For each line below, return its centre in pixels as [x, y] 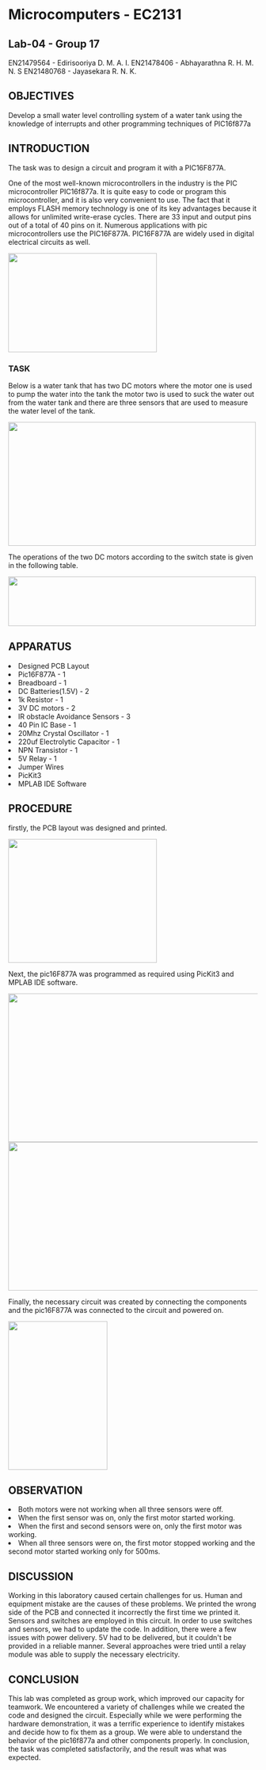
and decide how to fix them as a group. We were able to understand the [125, 1732]
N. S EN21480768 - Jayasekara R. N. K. [72, 71]
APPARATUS [40, 647]
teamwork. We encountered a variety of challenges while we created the [127, 1707]
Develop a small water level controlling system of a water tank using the [125, 115]
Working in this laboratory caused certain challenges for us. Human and [125, 1596]
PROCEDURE [40, 809]
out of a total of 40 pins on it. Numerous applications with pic [108, 225]
